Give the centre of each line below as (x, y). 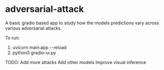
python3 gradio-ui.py (34, 53)
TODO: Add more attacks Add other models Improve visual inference (76, 62)
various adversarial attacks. (34, 28)
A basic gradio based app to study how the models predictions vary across (82, 23)
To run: (12, 38)
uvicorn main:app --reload (39, 47)
